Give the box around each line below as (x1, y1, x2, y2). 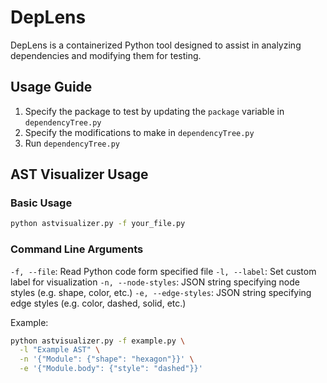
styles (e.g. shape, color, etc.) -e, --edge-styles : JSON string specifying (10, 286, 312, 298)
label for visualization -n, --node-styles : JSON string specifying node (10, 276, 300, 288)
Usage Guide (10, 79, 93, 96)
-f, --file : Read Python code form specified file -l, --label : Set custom (10, 265, 317, 277)
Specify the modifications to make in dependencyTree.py (24, 126, 255, 138)
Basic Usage (10, 196, 73, 210)
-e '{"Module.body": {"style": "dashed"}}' (19, 364, 203, 374)
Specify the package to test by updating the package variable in (24, 105, 285, 117)
